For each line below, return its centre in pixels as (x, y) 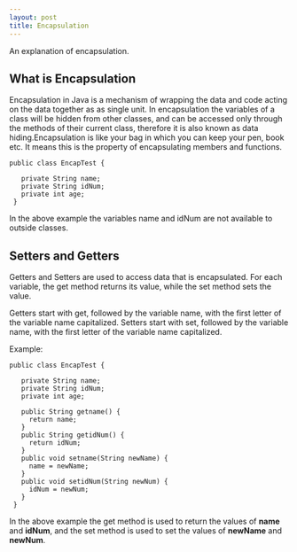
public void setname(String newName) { (94, 459)
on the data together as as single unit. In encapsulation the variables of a (142, 109)
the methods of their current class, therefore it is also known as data (134, 128)
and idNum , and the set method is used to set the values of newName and (145, 531)
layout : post (33, 17)
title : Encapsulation (49, 26)
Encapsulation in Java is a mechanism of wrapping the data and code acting (148, 100)
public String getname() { (71, 412)
